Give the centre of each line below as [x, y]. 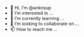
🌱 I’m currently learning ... [37, 18]
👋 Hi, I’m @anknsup [31, 8]
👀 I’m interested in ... [32, 13]
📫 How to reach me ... [34, 29]
